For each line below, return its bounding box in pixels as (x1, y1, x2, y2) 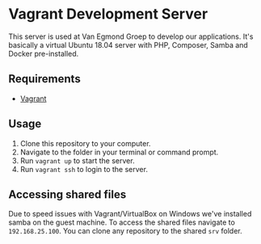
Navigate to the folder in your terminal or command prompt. (19, 147, 219, 157)
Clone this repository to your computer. (19, 138, 151, 148)
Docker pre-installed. (8, 48, 79, 58)
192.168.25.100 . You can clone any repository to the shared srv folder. (8, 226, 242, 236)
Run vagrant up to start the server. (19, 155, 135, 166)
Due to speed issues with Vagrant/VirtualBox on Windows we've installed (8, 209, 252, 219)
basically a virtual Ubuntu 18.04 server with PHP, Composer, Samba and (8, 40, 248, 49)
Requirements (8, 72, 81, 86)
